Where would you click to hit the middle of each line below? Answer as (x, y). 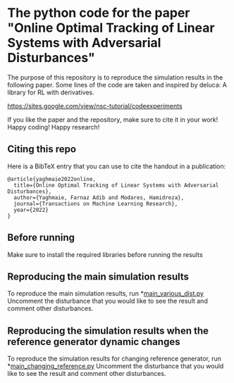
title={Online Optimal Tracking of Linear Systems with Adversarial (116, 185)
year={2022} (31, 210)
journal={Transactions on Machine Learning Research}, (96, 203)
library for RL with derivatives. (51, 92)
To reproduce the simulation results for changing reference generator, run (115, 359)
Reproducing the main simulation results (98, 276)
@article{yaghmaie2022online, (52, 179)
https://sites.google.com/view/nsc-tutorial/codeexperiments (95, 106)
